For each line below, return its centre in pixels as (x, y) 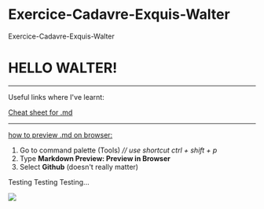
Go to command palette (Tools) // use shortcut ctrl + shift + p (118, 150)
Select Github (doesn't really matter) (79, 167)
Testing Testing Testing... (49, 181)
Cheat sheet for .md (40, 112)
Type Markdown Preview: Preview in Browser (95, 158)
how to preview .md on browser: (60, 134)
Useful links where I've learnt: (56, 97)
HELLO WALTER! (63, 68)
